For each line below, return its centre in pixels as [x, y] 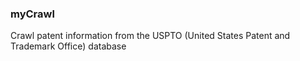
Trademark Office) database [68, 46]
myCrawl [32, 14]
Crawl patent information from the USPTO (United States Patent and [150, 36]
